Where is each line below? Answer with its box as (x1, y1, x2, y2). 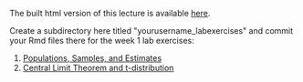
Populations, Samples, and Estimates (22, 53, 162, 63)
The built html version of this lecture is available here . (9, 8, 211, 18)
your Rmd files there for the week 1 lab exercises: (9, 36, 194, 46)
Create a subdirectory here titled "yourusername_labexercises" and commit (9, 26, 294, 36)
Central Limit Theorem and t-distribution (22, 63, 174, 73)
